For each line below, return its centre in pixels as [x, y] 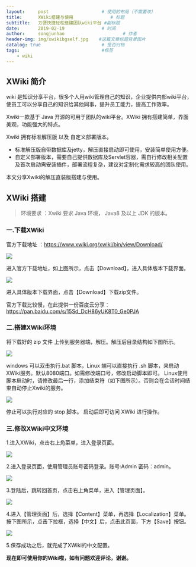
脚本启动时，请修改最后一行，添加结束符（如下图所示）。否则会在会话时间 [96, 380]
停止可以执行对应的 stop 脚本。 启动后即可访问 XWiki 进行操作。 [84, 412]
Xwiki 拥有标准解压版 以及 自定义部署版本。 [59, 137]
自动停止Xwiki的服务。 [38, 388]
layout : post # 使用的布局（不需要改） [81, 12]
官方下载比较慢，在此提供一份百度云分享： [58, 305]
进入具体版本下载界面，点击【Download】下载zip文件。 [74, 292]
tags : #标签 [60, 51]
